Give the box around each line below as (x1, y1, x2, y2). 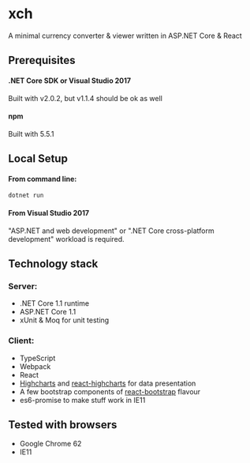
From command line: (8, 174, 77, 183)
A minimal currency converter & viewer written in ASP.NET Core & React (8, 31, 242, 40)
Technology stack (8, 257, 99, 270)
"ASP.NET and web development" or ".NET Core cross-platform (8, 226, 215, 235)
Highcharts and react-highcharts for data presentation (19, 378, 196, 388)
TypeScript (19, 353, 56, 363)
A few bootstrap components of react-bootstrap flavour (19, 386, 201, 396)
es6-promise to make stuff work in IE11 (19, 395, 146, 405)
